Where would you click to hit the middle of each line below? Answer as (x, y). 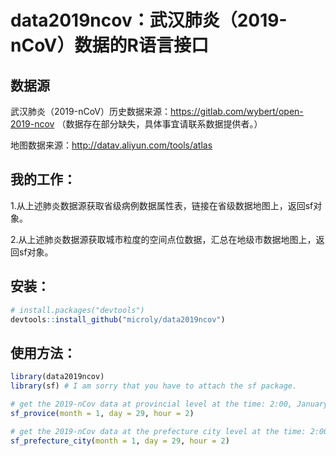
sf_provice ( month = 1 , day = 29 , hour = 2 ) (102, 413)
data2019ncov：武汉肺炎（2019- (149, 20)
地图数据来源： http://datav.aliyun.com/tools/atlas (111, 145)
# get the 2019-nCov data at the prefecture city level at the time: (158, 431)
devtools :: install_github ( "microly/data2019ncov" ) (118, 319)
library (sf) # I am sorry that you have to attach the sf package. (154, 386)
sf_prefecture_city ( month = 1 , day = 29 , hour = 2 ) (120, 441)
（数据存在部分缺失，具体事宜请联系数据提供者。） (159, 124)
